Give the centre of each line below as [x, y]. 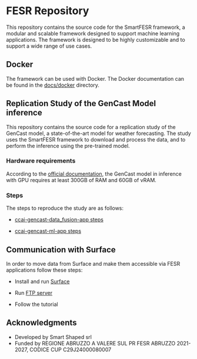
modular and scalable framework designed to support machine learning [93, 33]
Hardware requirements [41, 161]
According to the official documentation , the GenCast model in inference [94, 174]
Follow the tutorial [36, 304]
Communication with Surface [61, 250]
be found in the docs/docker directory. [53, 85]
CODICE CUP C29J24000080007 [70, 350]
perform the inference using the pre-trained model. [68, 146]
